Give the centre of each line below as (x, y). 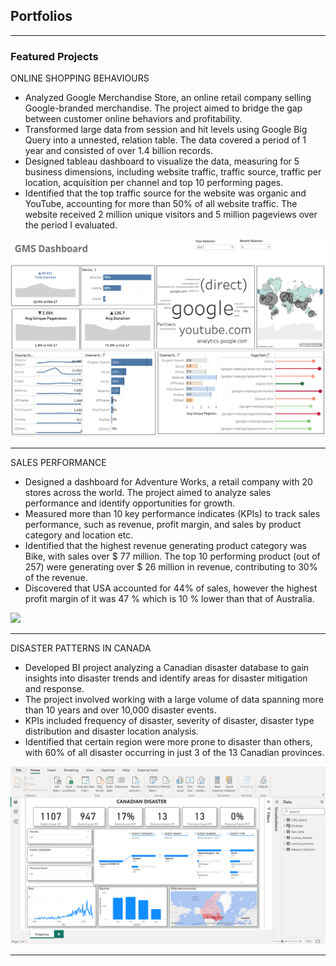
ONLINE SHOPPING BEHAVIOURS (80, 78)
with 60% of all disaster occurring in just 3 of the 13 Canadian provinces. (174, 752)
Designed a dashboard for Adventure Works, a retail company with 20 (168, 481)
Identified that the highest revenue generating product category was (165, 545)
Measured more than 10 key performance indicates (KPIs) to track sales (172, 513)
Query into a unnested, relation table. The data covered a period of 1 (165, 140)
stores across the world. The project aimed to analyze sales (148, 492)
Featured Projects (54, 56)
